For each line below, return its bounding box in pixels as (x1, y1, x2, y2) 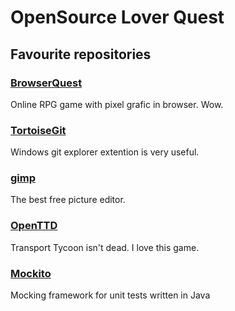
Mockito (10, 266, 52, 280)
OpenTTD (10, 219, 58, 233)
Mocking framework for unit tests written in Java (10, 289, 211, 301)
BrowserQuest (10, 76, 83, 90)
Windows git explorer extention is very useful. (10, 146, 200, 158)
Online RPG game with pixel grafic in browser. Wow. (10, 98, 224, 110)
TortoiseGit (10, 123, 67, 137)
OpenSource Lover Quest (10, 6, 225, 29)
